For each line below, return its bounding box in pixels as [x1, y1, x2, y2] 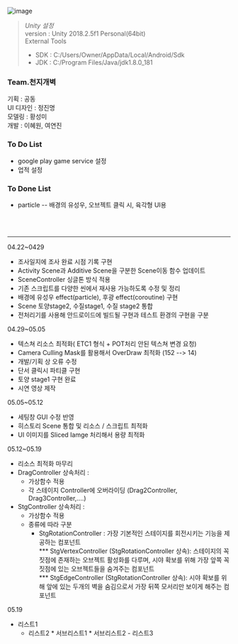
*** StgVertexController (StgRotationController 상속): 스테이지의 [38, 547, 222, 555]
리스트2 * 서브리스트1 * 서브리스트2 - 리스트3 [28, 628, 154, 637]
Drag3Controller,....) [28, 493, 86, 502]
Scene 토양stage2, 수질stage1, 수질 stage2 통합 [17, 302, 154, 310]
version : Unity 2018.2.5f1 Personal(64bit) [24, 29, 146, 38]
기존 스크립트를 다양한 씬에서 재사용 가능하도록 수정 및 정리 [17, 284, 181, 293]
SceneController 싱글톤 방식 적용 [17, 275, 111, 283]
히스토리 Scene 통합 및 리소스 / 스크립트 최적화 [17, 421, 148, 430]
